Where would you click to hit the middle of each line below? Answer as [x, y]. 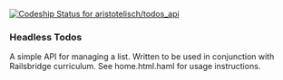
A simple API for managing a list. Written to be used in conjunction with [142, 57]
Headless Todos [46, 37]
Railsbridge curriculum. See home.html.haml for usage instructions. [135, 67]
